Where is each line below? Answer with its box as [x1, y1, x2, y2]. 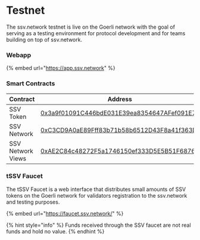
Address [107, 95, 132, 103]
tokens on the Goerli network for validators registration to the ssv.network [6, 192, 187, 199]
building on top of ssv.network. [6, 36, 82, 43]
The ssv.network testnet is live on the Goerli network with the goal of [6, 23, 176, 30]
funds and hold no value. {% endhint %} [6, 227, 105, 235]
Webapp [6, 51, 32, 59]
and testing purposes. [6, 198, 60, 205]
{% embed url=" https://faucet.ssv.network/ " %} [6, 210, 124, 217]
